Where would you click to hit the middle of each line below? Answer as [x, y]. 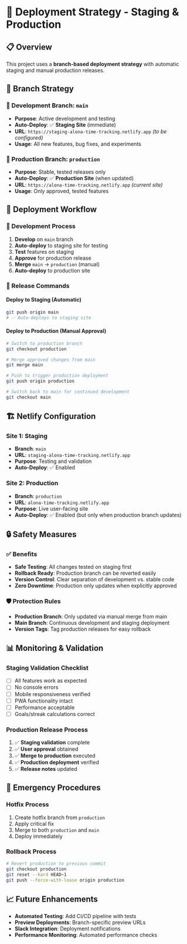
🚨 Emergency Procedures [53, 788]
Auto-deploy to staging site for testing [61, 245]
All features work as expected [50, 681]
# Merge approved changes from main [51, 360]
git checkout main [28, 397]
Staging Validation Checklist [47, 668]
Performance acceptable [45, 707]
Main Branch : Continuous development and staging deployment [92, 622]
